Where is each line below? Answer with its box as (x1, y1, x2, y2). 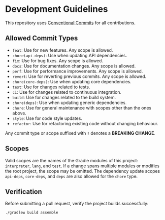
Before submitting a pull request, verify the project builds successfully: (5, 201, 149, 207)
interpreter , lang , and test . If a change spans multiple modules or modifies (5, 163, 160, 169)
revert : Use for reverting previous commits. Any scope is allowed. (12, 73, 147, 79)
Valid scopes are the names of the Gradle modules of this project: (5, 157, 138, 163)
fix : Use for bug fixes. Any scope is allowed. (12, 58, 103, 64)
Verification (5, 187, 42, 196)
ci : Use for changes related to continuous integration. (12, 89, 122, 95)
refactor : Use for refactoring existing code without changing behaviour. (12, 120, 159, 126)
